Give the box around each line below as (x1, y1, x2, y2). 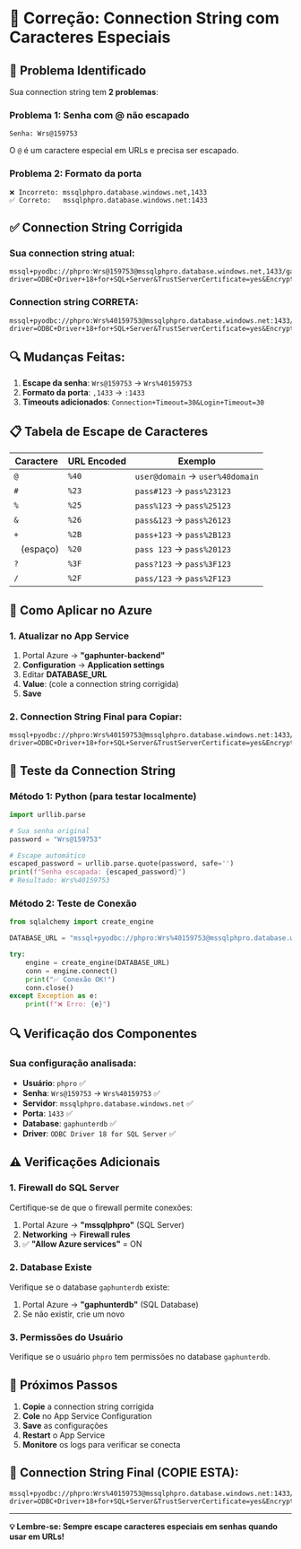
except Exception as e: (9, 991, 99, 1001)
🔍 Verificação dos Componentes (9, 1026, 197, 1041)
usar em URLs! (9, 1531, 65, 1542)
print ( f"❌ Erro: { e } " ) (25, 1000, 111, 1009)
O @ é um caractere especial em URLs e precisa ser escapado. (9, 145, 239, 156)
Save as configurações (21, 1420, 108, 1431)
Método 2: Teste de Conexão (9, 897, 137, 909)
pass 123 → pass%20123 (134, 543, 231, 555)
